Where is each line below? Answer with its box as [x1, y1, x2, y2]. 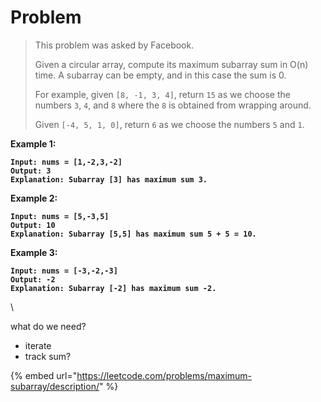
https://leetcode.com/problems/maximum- [76, 369, 253, 381]
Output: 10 [10, 220, 56, 230]
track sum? [24, 350, 72, 362]
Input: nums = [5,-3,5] [10, 211, 110, 221]
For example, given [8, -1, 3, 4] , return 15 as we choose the [34, 88, 291, 100]
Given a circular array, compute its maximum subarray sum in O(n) [34, 58, 309, 70]
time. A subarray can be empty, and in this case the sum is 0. [34, 69, 287, 81]
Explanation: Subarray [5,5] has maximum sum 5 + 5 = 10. [10, 229, 257, 239]
